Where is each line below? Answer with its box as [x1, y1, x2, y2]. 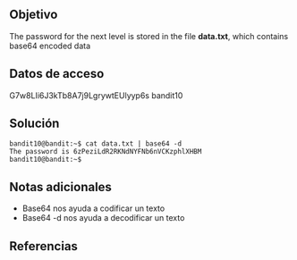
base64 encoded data [9, 40, 91, 51]
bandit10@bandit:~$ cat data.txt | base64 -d [9, 139, 182, 148]
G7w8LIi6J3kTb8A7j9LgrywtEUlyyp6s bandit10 [9, 89, 183, 101]
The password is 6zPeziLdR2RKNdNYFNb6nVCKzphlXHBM [9, 147, 202, 156]
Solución [9, 116, 60, 131]
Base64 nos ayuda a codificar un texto [21, 203, 165, 214]
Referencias [9, 239, 79, 254]
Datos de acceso [9, 66, 105, 81]
